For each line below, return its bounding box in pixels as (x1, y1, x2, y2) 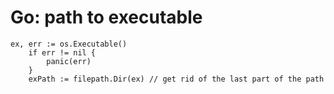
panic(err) (46, 56, 92, 66)
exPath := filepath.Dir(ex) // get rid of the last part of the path (28, 74, 325, 84)
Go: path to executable (10, 6, 203, 29)
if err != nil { (28, 47, 97, 58)
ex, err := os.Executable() (10, 39, 128, 49)
